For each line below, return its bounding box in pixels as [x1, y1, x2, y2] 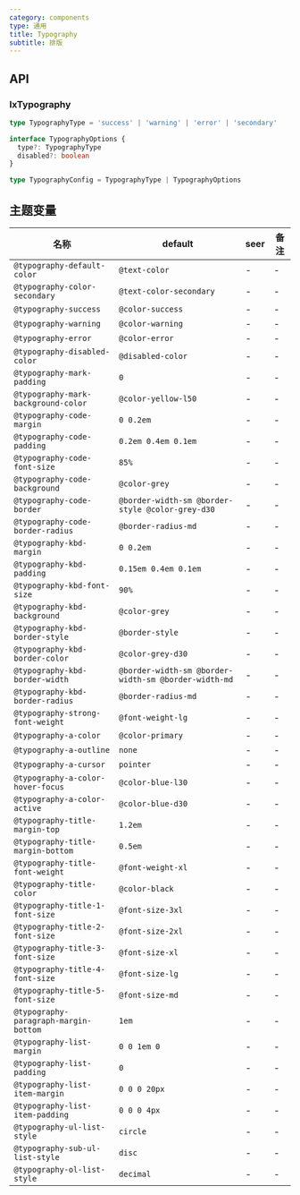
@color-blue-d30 [119, 798, 188, 808]
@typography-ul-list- [13, 1122, 105, 1132]
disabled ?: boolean [17, 151, 90, 160]
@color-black [119, 883, 174, 893]
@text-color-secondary [119, 286, 216, 296]
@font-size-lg [119, 969, 179, 978]
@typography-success [13, 304, 101, 314]
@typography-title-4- [13, 964, 105, 974]
